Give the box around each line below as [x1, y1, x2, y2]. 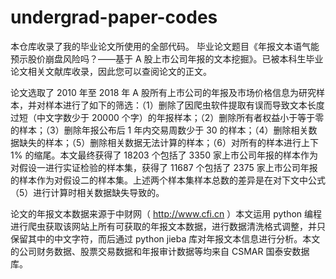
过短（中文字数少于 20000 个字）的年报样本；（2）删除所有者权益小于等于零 [10, 111, 325, 123]
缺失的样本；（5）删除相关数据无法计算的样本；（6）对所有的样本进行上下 [18, 136, 319, 148]
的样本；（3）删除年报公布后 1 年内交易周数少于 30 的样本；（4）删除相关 [10, 124, 309, 136]
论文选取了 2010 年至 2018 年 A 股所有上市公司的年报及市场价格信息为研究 [10, 86, 317, 98]
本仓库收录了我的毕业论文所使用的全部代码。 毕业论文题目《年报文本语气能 [10, 40, 320, 52]
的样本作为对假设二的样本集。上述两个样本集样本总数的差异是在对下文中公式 [10, 174, 326, 186]
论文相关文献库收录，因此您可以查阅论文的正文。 [10, 65, 212, 77]
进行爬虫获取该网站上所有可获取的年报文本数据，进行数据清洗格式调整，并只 [10, 220, 326, 232]
